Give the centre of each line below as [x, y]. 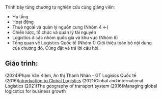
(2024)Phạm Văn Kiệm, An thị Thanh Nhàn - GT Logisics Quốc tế [71, 75]
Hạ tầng [20, 16]
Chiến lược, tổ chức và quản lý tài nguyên [54, 32]
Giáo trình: [22, 64]
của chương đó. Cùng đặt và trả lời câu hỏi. [56, 48]
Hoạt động [23, 22]
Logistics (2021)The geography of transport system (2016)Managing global [81, 86]
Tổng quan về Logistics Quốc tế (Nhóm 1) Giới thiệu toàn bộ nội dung [82, 43]
